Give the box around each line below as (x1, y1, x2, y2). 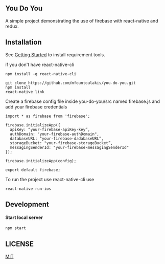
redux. (5, 23, 19, 29)
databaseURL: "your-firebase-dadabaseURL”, (10, 136, 104, 141)
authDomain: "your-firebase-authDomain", (10, 131, 100, 137)
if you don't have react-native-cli (5, 61, 75, 68)
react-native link (5, 89, 44, 94)
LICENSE (5, 240, 34, 249)
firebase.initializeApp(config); (5, 158, 77, 163)
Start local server (5, 214, 43, 221)
